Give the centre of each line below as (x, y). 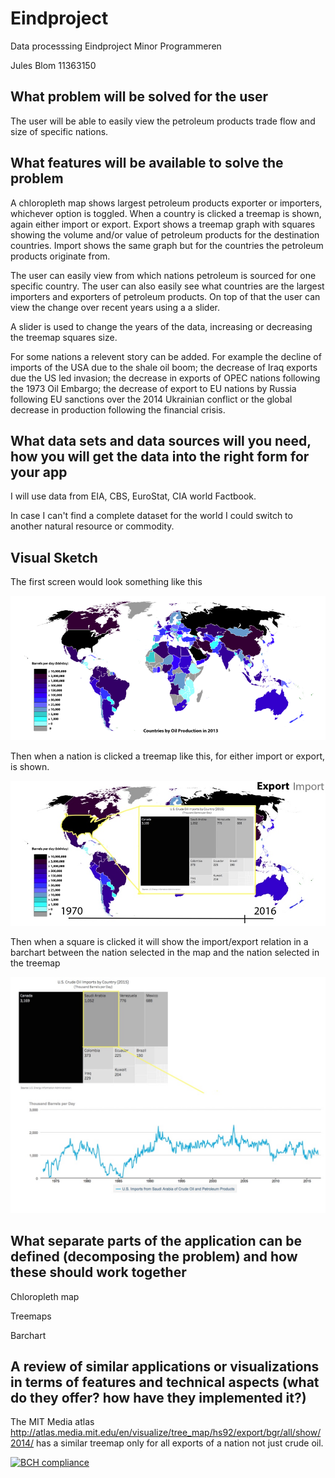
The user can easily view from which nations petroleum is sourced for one (163, 275)
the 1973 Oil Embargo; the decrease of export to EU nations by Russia (153, 388)
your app (39, 472)
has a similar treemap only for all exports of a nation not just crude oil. (180, 1443)
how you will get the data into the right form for (160, 456)
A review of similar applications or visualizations (165, 1366)
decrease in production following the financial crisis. (118, 409)
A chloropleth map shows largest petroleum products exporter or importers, (166, 203)
